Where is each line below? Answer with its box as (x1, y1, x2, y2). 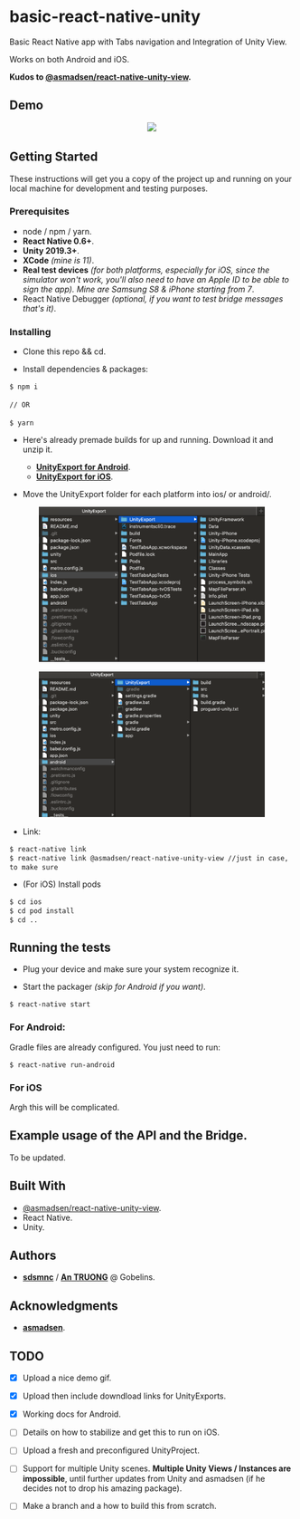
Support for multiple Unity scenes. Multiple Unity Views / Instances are (22, 1463, 292, 1474)
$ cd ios (9, 897, 42, 907)
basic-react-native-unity (9, 6, 202, 27)
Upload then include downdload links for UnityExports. (22, 1390, 227, 1401)
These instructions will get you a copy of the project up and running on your (9, 173, 292, 184)
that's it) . (22, 303, 57, 313)
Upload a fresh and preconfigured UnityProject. (22, 1445, 201, 1456)
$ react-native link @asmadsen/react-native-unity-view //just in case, (9, 853, 289, 862)
